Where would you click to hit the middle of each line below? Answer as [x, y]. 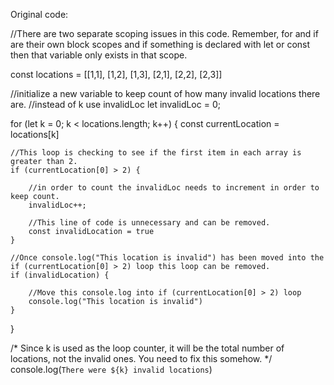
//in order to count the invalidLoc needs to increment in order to [174, 188]
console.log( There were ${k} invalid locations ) [111, 369]
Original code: [39, 14]
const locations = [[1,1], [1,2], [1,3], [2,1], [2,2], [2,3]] [116, 74]
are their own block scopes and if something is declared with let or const [160, 44]
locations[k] [35, 134]
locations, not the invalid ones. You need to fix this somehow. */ [141, 358]
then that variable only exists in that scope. [99, 55]
